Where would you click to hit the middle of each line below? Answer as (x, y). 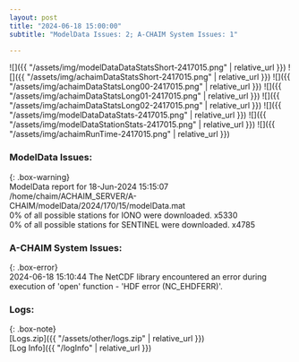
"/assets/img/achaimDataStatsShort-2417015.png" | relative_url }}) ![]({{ (158, 77)
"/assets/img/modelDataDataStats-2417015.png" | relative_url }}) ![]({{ (138, 115)
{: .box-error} (34, 267)
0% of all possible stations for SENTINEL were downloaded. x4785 (132, 224)
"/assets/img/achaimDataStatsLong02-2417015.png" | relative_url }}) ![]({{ (145, 106)
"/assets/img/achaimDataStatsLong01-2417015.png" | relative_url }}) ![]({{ (145, 96)
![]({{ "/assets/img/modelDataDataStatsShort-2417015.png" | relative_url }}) (148, 67)
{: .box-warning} (39, 177)
